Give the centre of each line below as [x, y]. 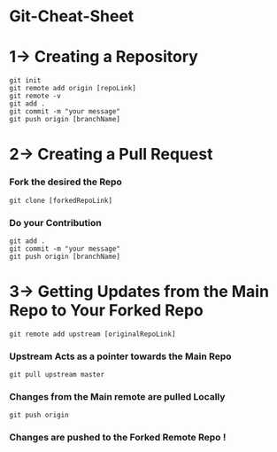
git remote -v [35, 96]
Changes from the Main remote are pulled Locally [117, 397]
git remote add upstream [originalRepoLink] [92, 334]
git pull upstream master [57, 375]
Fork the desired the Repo [65, 182]
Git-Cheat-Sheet [72, 16]
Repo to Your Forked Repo [106, 311]
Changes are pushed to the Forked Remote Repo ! [118, 438]
